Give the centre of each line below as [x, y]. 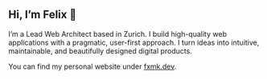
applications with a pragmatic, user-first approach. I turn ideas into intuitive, [134, 42]
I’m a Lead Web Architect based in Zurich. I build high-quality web [118, 34]
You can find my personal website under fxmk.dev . [92, 66]
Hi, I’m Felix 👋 [43, 15]
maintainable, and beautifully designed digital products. [101, 51]
